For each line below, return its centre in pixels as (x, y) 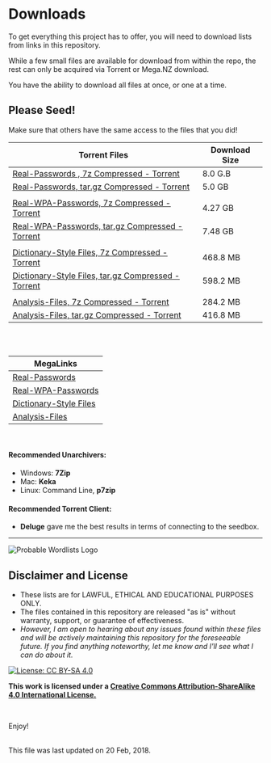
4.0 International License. (52, 694)
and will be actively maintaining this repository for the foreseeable (130, 637)
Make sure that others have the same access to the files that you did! (123, 129)
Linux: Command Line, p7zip (68, 490)
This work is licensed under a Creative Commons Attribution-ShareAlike (132, 686)
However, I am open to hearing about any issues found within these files (140, 629)
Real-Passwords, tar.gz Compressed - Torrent (101, 187)
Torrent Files (104, 154)
